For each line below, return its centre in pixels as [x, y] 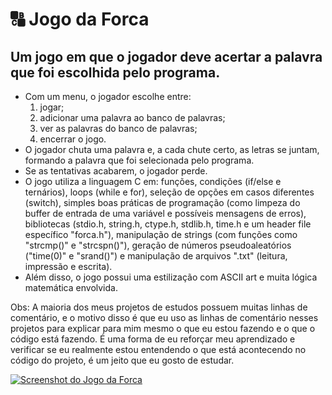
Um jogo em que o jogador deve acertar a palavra [166, 56]
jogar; [52, 107]
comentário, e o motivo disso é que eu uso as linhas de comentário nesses [164, 317]
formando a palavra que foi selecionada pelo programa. [139, 160]
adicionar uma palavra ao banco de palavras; [132, 117]
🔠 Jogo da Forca [80, 19]
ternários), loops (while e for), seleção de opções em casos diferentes [169, 192]
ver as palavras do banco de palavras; [118, 128]
